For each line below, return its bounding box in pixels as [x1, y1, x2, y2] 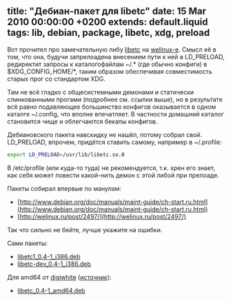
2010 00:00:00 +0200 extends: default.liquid [7, 17, 208, 28]
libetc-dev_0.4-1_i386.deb [17, 260, 91, 268]
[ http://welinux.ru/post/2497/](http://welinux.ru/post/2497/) [17, 212, 186, 220]
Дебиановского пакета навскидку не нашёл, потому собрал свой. [7, 130, 202, 138]
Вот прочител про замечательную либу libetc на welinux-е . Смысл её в [7, 45, 217, 54]
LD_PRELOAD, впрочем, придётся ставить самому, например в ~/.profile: [7, 138, 222, 146]
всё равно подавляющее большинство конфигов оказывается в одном [7, 103, 217, 111]
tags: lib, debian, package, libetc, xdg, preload [7, 27, 210, 39]
